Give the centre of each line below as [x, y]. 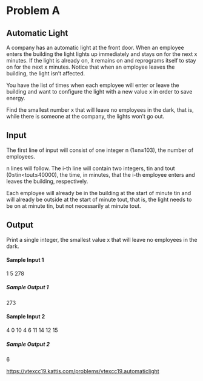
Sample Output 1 [28, 287]
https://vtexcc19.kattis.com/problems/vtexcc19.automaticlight [83, 371]
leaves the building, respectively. [47, 181]
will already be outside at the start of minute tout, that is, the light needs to [99, 199]
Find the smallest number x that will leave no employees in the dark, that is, [100, 110]
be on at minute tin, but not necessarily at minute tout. [74, 206]
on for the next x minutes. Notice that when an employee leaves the [91, 67]
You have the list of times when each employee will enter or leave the [93, 85]
